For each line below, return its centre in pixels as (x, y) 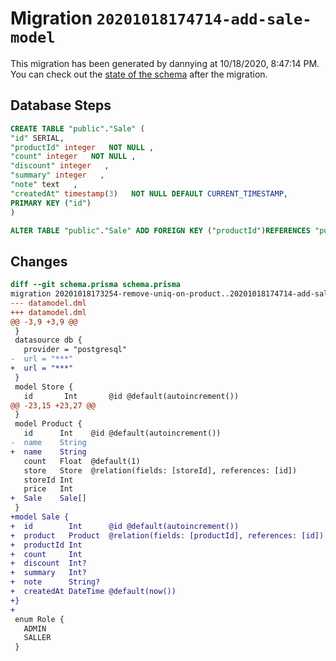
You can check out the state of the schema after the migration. (139, 74)
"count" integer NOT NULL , (73, 157)
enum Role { (39, 619)
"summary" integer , (57, 175)
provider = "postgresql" (75, 350)
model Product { (48, 424)
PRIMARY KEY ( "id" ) (51, 203)
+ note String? (55, 582)
